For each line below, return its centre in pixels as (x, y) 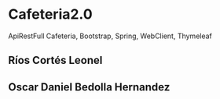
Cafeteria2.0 (50, 14)
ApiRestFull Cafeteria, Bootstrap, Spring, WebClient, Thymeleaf (110, 36)
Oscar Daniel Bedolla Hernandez (89, 87)
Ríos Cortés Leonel (55, 60)
